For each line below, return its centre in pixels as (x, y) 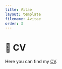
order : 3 (14, 23)
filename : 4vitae (23, 19)
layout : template (23, 14)
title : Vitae (19, 10)
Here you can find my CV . (31, 62)
